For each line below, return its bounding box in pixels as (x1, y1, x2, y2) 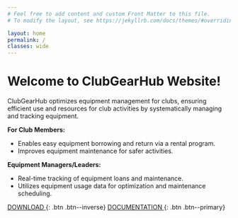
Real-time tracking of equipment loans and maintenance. (17, 174, 184, 183)
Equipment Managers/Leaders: (7, 161, 101, 169)
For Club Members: (7, 125, 65, 134)
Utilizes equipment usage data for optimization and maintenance (17, 182, 207, 190)
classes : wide (7, 43, 50, 50)
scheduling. (17, 189, 52, 198)
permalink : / (7, 36, 46, 43)
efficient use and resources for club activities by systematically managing (7, 104, 222, 113)
